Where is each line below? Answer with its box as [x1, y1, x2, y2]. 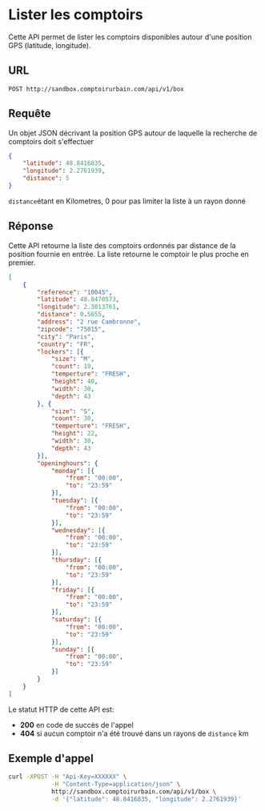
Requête [8, 106, 51, 121]
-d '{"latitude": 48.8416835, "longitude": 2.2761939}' [50, 795, 242, 804]
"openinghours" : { [37, 459, 98, 468]
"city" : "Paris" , [37, 332, 94, 341]
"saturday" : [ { [50, 616, 102, 624]
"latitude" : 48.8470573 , [37, 295, 120, 303]
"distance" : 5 [22, 175, 70, 183]
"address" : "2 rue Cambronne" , [37, 318, 142, 326]
